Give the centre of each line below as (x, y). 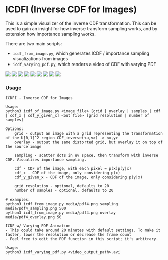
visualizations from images (40, 58)
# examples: (18, 200)
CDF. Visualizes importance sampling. (46, 160)
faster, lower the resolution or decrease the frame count (68, 235)
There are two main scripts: (34, 43)
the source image (23, 147)
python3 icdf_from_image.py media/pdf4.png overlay (60, 213)
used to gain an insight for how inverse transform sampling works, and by (81, 28)
